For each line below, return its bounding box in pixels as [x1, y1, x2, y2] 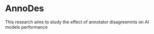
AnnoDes [5, 3, 44, 14]
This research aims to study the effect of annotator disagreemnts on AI [5, 19, 149, 25]
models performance [5, 24, 48, 30]
